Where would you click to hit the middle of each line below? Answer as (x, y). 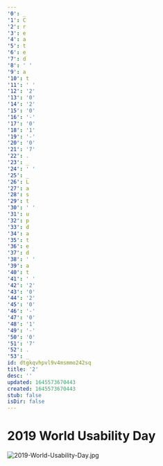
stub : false (24, 395)
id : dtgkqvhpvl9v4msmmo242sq (49, 363)
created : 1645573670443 (42, 389)
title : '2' (23, 369)
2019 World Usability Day (81, 436)
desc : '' (20, 376)
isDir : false (26, 402)
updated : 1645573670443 (42, 382)
